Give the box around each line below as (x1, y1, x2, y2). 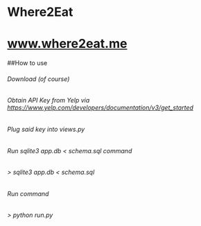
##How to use (7, 59, 48, 67)
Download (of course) (7, 74, 70, 83)
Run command (7, 189, 49, 198)
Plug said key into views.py (7, 125, 85, 133)
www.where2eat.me (7, 36, 128, 52)
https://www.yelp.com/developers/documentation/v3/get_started (7, 103, 194, 112)
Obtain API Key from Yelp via (7, 96, 90, 105)
